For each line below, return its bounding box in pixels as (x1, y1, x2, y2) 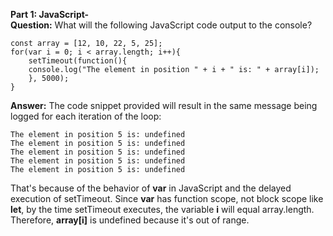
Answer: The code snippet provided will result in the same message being (10, 100, 318, 111)
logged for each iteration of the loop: (10, 110, 162, 122)
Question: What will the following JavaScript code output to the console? (10, 19, 313, 31)
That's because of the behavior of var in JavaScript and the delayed (10, 182, 292, 194)
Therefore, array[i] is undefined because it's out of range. (10, 214, 250, 226)
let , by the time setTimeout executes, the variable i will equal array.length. (10, 204, 315, 215)
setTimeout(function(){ (28, 56, 128, 66)
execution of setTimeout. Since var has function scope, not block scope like (10, 193, 324, 204)
